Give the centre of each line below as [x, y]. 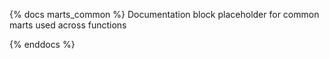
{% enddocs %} [42, 44]
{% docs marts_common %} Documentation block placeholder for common [164, 14]
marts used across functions [68, 25]
